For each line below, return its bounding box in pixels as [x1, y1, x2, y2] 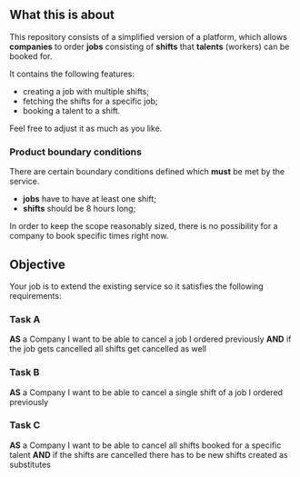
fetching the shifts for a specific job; [22, 95, 158, 106]
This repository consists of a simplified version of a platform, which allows [9, 31, 288, 42]
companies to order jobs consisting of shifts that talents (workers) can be [9, 41, 290, 52]
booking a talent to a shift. [22, 104, 121, 116]
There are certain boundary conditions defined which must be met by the [9, 166, 285, 177]
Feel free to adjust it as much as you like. [9, 123, 163, 134]
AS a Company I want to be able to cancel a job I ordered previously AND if [9, 333, 292, 344]
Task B [9, 366, 40, 379]
